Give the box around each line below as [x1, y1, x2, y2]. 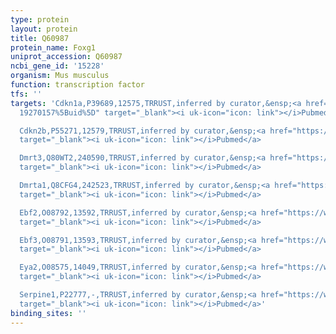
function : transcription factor [10, 80, 145, 90]
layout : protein [10, 24, 78, 34]
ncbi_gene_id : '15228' [10, 61, 105, 71]
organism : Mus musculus [10, 71, 110, 81]
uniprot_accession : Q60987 [10, 52, 123, 62]
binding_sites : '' [10, 308, 87, 318]
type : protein [10, 14, 70, 25]
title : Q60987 [10, 33, 70, 43]
